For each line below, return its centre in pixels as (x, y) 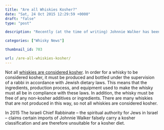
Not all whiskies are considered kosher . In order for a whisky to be (72, 72)
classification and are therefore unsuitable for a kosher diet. (65, 123)
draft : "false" (20, 19)
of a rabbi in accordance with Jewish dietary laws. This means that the (76, 82)
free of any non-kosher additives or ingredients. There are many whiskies (79, 98)
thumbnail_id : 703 (24, 50)
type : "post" (18, 23)
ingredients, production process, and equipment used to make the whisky (79, 88)
